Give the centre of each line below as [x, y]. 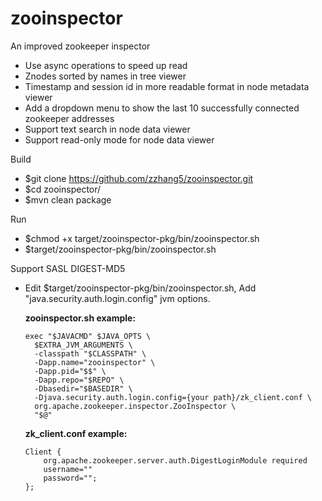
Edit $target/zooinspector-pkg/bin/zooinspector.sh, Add [140, 288]
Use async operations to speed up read [106, 65]
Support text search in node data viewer [107, 129]
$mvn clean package [68, 199]
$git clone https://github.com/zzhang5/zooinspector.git [139, 178]
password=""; [70, 478]
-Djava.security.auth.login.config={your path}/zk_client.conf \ [173, 397]
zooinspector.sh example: [80, 318]
